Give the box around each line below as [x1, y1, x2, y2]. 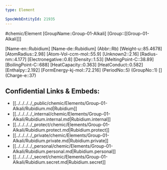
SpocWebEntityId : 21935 [5, 16, 55, 22]
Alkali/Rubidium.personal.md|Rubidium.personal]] [12, 148, 116, 154]
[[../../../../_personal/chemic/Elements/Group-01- [12, 143, 113, 149]
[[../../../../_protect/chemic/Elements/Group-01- [12, 122, 110, 128]
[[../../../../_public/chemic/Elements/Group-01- [12, 100, 107, 106]
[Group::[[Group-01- [107, 30, 150, 36]
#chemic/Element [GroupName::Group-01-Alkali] [5, 30, 107, 36]
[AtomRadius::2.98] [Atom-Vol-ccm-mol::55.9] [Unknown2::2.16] [5, 51, 139, 57]
